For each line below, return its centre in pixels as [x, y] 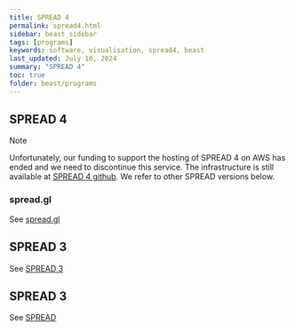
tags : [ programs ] [41, 42]
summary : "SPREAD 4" [48, 67]
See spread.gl [35, 219]
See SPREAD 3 [36, 268]
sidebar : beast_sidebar [53, 34]
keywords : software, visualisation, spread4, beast [107, 51]
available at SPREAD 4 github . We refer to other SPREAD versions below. [142, 177]
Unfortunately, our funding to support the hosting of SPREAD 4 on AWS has [147, 158]
